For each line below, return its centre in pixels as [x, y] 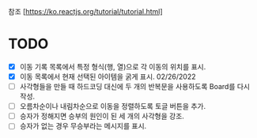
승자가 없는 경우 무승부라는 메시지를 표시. [83, 126]
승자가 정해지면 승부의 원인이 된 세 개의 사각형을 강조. [102, 116]
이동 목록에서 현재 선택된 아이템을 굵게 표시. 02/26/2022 [108, 76]
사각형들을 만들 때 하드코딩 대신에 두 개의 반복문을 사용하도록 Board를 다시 [135, 87]
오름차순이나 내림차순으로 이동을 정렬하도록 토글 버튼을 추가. [113, 106]
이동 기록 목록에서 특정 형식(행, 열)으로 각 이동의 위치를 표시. [113, 66]
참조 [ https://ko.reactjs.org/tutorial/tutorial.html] [86, 11]
